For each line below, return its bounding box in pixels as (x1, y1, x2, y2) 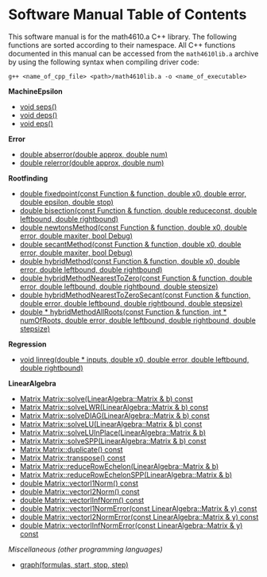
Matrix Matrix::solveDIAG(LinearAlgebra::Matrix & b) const (19, 411, 210, 420)
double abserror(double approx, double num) (19, 149, 168, 159)
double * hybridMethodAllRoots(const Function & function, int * (19, 307, 227, 316)
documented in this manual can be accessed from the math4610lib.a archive (8, 48, 259, 58)
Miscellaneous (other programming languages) (8, 544, 163, 554)
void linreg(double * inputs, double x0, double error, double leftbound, (19, 354, 250, 364)
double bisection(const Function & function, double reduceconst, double (19, 205, 257, 215)
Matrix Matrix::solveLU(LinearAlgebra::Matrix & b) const (19, 419, 203, 428)
